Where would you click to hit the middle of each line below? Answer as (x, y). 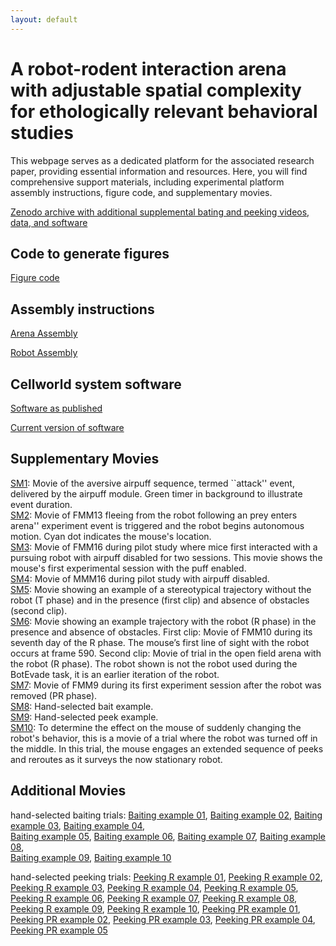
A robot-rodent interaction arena (148, 68)
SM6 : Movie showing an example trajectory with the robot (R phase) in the (163, 621)
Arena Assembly (44, 333)
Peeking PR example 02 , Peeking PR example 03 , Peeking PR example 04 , (163, 919)
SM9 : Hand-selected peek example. (84, 717)
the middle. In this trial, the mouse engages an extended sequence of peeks (167, 748)
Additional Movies (68, 791)
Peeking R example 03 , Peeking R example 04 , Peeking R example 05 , (154, 887)
